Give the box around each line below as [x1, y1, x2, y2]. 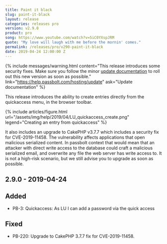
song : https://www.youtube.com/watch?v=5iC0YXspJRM [5, 35, 114, 40]
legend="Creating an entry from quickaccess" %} [5, 119, 107, 125]
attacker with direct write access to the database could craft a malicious [5, 145, 153, 151]
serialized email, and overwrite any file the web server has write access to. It [5, 150, 162, 156]
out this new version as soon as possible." [5, 73, 91, 79]
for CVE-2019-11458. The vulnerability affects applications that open [5, 134, 145, 140]
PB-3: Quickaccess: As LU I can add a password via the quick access [12, 205, 155, 211]
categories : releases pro [5, 21, 59, 26]
